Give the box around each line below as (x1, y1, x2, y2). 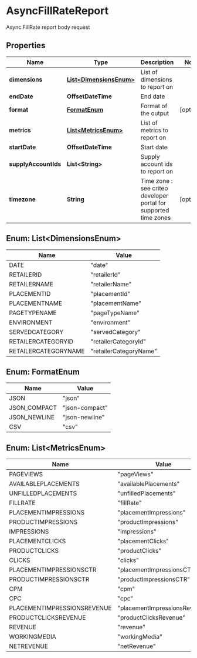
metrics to (140, 126, 169, 134)
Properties (6, 41, 46, 51)
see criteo (140, 184, 168, 192)
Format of (140, 102, 168, 110)
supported (140, 206, 169, 214)
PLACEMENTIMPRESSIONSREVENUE (9, 604, 112, 612)
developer (140, 191, 169, 199)
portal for (140, 199, 167, 207)
